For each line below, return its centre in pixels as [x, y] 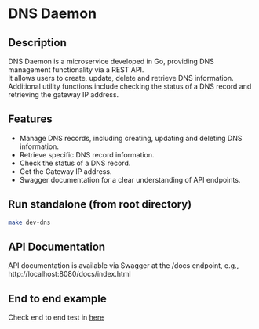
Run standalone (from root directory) [100, 204]
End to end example [58, 298]
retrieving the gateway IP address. [64, 94]
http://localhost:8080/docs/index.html [69, 274]
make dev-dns [29, 222]
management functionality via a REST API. [76, 70]
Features [30, 119]
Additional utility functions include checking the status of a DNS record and [130, 86]
